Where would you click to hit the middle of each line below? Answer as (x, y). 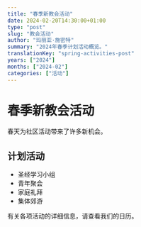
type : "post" (27, 27)
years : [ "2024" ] (31, 60)
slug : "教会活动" (31, 34)
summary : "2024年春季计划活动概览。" (58, 47)
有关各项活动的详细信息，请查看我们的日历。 (73, 216)
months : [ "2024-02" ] (38, 67)
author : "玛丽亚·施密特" (41, 40)
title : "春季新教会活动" (40, 14)
